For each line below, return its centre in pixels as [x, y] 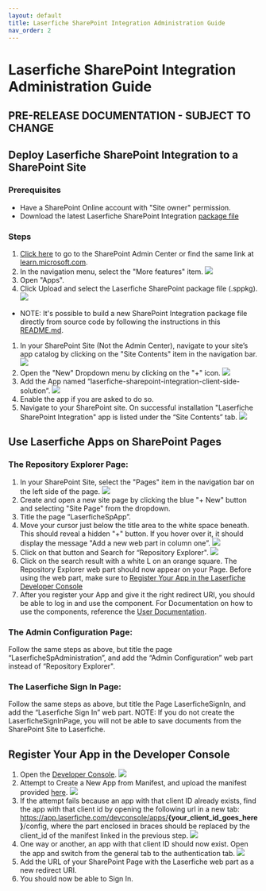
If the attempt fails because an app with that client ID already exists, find [138, 801]
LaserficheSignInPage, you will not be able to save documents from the [125, 721]
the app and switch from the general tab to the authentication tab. [127, 854]
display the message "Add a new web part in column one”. [115, 543]
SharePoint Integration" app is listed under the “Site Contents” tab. [129, 417]
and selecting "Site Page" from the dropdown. [95, 508]
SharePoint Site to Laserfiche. [57, 729]
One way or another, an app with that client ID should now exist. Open [134, 844]
